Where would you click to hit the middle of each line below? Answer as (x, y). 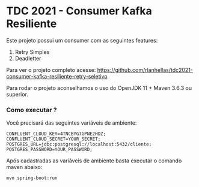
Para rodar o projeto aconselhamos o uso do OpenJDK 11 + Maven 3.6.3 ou (99, 88)
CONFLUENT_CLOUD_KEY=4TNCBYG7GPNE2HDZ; (56, 134)
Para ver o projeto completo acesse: (51, 70)
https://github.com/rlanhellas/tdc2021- (145, 70)
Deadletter (28, 58)
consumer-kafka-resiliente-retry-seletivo (57, 76)
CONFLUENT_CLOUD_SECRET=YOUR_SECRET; (54, 139)
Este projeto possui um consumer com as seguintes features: (82, 40)
